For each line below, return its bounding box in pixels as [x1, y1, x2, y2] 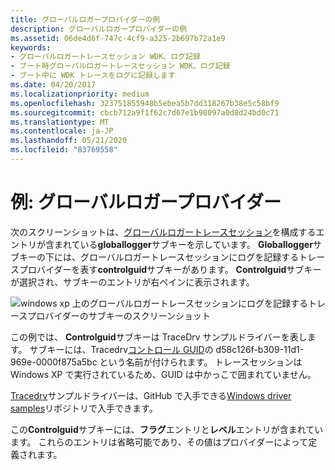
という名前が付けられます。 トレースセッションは [99, 356, 303, 368]
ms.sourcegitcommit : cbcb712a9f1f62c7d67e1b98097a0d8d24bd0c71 [10, 107, 280, 118]
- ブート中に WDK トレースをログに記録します [10, 71, 176, 81]
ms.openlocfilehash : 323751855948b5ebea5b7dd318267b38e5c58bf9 [10, 98, 280, 108]
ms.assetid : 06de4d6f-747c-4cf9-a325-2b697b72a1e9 [10, 33, 226, 43]
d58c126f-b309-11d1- [215, 343, 305, 355]
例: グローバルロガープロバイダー [10, 191, 282, 214]
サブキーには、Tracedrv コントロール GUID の [29, 343, 214, 355]
